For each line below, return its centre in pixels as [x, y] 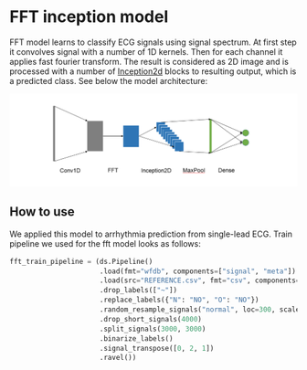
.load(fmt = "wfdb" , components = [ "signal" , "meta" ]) [198, 271]
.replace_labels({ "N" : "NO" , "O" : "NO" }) [179, 300]
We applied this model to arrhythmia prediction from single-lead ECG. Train [151, 234]
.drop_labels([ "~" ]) [138, 291]
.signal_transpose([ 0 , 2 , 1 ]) [157, 348]
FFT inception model [89, 17]
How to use [42, 212]
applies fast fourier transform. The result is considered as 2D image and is [149, 61]
